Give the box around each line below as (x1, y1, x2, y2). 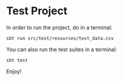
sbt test (6, 57, 28, 63)
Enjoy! (6, 67, 22, 75)
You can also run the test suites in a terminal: (6, 46, 118, 53)
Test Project (6, 4, 68, 18)
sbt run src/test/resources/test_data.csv (6, 35, 114, 41)
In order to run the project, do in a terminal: (6, 24, 113, 31)
